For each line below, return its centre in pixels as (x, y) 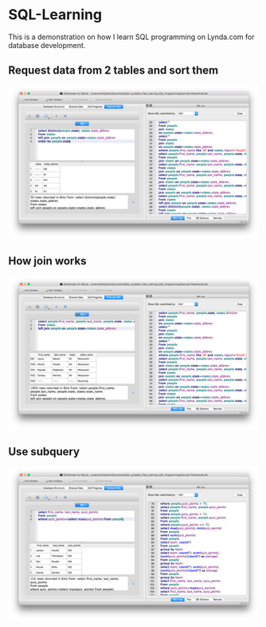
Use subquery (44, 452)
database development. (47, 45)
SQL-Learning (55, 15)
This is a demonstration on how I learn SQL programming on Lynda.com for (131, 37)
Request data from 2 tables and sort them (113, 71)
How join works (47, 261)
